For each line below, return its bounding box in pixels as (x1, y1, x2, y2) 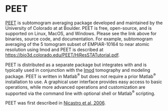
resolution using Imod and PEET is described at (5, 46, 103, 52)
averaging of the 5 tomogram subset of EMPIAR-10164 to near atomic (5, 41, 150, 47)
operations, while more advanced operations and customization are (5, 84, 146, 90)
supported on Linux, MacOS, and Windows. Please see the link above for (5, 30, 157, 36)
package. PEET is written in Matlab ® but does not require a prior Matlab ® (5, 72, 156, 79)
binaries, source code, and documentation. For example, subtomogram (5, 36, 153, 42)
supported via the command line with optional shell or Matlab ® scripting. (5, 89, 155, 96)
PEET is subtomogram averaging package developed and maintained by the (5, 20, 163, 26)
